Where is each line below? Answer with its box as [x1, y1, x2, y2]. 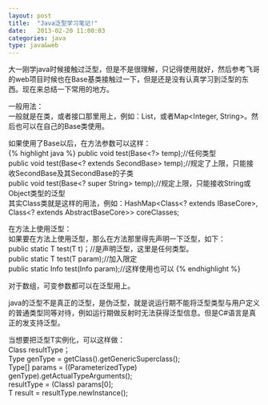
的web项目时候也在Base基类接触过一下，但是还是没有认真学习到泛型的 [8, 74, 242, 84]
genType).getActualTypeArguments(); [8, 371, 133, 381]
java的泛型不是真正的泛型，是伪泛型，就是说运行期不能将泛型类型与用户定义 [8, 298, 260, 308]
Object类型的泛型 [8, 189, 66, 198]
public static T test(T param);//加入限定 [8, 254, 138, 264]
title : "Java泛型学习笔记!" [8, 19, 98, 27]
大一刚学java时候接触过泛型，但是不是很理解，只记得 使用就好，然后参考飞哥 [8, 65, 260, 74]
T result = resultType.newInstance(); [8, 388, 128, 398]
